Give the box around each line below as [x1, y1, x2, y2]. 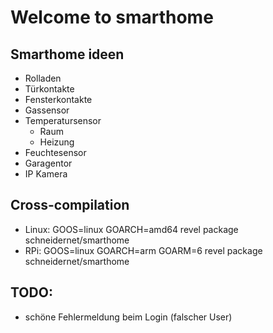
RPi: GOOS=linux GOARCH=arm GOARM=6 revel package [24, 244, 263, 256]
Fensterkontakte [24, 94, 93, 105]
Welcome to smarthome [10, 6, 214, 29]
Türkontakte [24, 83, 75, 95]
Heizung [39, 136, 75, 148]
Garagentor [24, 157, 73, 169]
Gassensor [24, 104, 70, 116]
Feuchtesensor [24, 147, 87, 158]
